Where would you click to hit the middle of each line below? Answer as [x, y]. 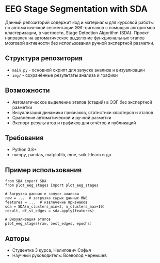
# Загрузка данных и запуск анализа [42, 194]
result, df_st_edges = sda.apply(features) [50, 211]
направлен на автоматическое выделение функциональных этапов [75, 38]
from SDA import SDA [26, 181]
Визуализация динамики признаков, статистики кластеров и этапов [83, 112]
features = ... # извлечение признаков [47, 202]
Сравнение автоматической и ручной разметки [62, 117]
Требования [24, 138]
